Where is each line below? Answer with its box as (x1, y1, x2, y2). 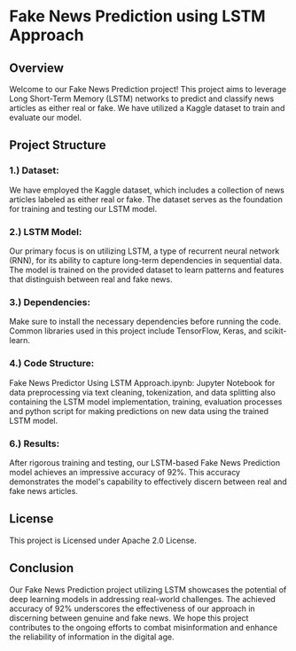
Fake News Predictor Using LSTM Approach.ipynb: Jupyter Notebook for (9, 377, 276, 388)
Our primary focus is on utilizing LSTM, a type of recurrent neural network (9, 246, 280, 256)
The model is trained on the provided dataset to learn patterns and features (9, 264, 284, 275)
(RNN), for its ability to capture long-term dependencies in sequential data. (9, 255, 283, 265)
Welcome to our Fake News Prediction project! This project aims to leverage (9, 84, 286, 94)
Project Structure (9, 137, 106, 153)
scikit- (264, 325, 287, 336)
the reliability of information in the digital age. (9, 631, 175, 642)
